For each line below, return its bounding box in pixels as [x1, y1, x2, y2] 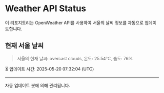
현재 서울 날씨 [5, 42, 44, 50]
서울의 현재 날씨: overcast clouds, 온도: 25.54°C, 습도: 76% [17, 55, 133, 61]
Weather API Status [5, 3, 86, 14]
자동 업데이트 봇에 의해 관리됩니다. [5, 82, 70, 88]
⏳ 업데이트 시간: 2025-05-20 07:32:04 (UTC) [5, 66, 94, 71]
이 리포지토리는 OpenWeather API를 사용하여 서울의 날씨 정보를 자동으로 [5, 20, 144, 25]
